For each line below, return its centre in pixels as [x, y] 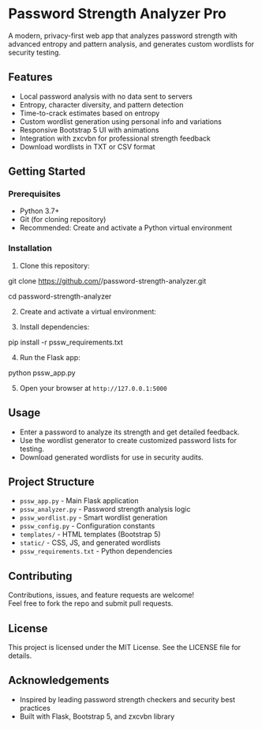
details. [20, 656]
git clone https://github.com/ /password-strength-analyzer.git [107, 280]
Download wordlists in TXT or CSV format [87, 146]
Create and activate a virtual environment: [88, 311]
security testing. [35, 52]
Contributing [40, 576]
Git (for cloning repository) [63, 220]
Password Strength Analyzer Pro [118, 14]
